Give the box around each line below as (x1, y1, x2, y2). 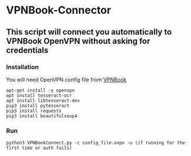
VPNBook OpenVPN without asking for (6, 36, 150, 46)
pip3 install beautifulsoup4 (6, 113, 78, 119)
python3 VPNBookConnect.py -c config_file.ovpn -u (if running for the (6, 140, 185, 146)
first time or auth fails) (6, 145, 72, 151)
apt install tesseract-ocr (6, 92, 72, 99)
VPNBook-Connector (6, 4, 112, 17)
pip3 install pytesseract (6, 103, 69, 108)
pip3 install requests (6, 108, 62, 114)
